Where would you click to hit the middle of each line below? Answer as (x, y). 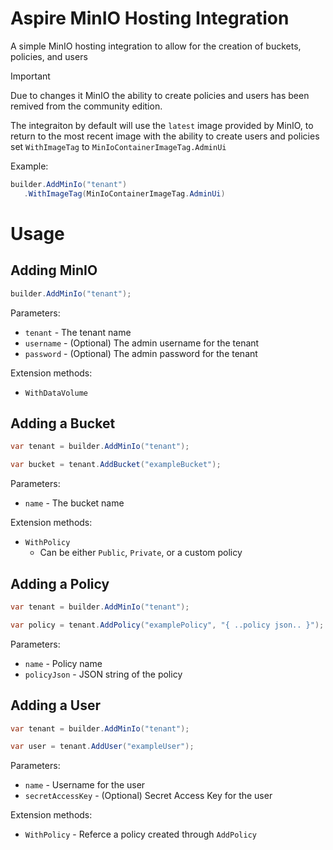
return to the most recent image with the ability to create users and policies (165, 136)
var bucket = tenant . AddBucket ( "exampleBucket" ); (116, 465)
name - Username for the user (85, 785)
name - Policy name (63, 663)
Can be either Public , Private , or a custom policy (141, 553)
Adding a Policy (60, 583)
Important (30, 76)
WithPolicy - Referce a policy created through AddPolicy (140, 834)
